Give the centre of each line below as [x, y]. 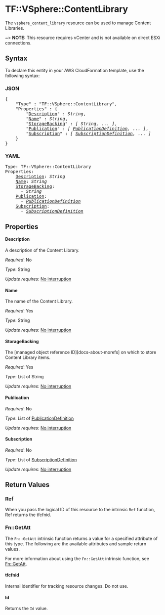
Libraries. [15, 28]
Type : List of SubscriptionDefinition [41, 460]
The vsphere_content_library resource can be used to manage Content [78, 23]
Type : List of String [24, 377]
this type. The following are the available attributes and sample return [76, 544]
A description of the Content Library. [42, 250]
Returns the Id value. [26, 609]
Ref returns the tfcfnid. [28, 515]
